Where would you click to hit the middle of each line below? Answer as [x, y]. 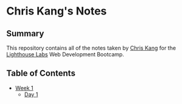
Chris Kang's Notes [57, 11]
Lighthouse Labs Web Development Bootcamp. [65, 54]
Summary [25, 34]
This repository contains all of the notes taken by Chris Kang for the [91, 48]
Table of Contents [41, 73]
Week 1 [24, 88]
